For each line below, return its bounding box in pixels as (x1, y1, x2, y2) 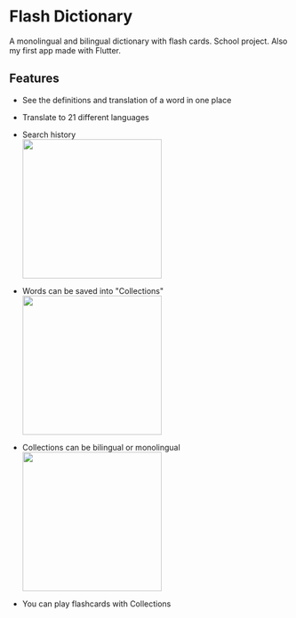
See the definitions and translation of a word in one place (21, 94, 232, 105)
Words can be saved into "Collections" (21, 285, 164, 296)
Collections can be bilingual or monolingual (21, 442, 180, 452)
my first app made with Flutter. (9, 45, 122, 55)
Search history (21, 129, 76, 140)
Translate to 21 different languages (21, 111, 149, 122)
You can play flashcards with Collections (21, 598, 172, 609)
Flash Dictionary (9, 6, 133, 27)
